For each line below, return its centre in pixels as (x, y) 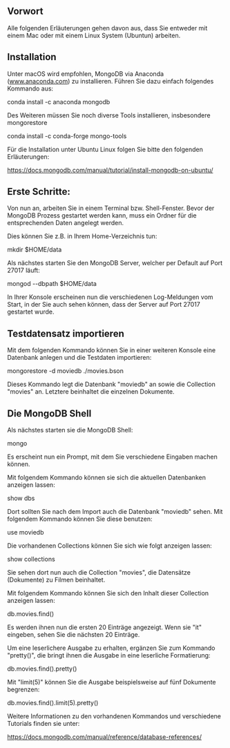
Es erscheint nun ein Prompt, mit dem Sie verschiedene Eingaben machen (112, 457)
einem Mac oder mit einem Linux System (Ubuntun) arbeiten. (94, 35)
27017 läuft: (23, 270)
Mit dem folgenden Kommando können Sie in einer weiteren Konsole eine (112, 350)
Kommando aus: (30, 88)
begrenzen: (23, 689)
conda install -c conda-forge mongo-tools (67, 136)
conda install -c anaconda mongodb (59, 102)
